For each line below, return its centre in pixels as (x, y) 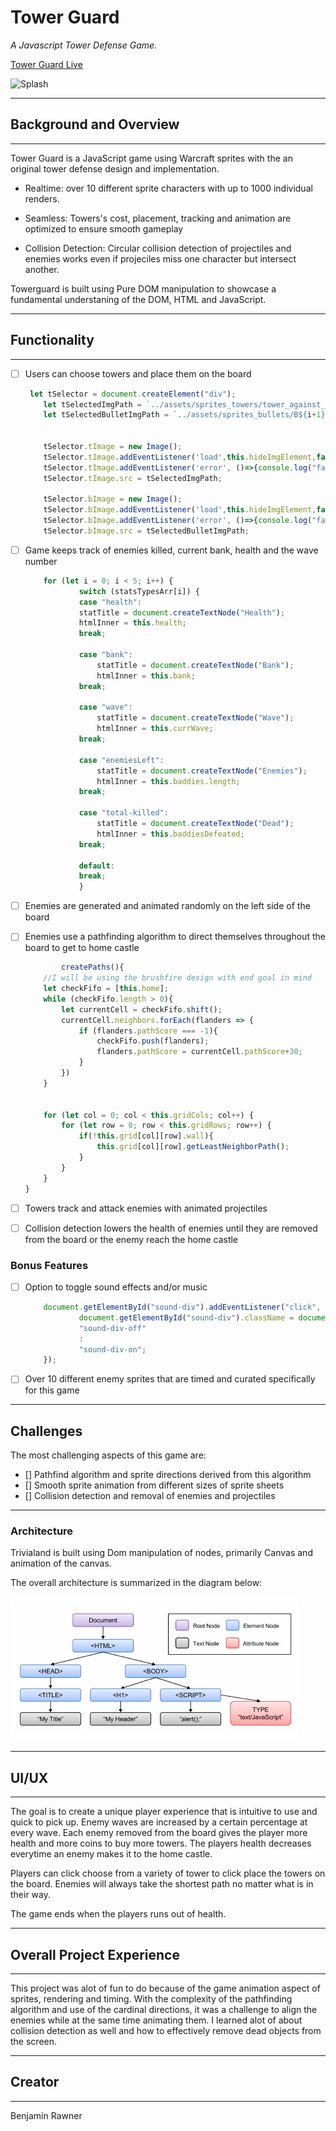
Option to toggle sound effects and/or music (116, 1287)
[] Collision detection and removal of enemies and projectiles (150, 1496)
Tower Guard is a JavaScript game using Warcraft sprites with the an (151, 158)
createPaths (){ (93, 967)
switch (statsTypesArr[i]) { (139, 591)
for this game (52, 1390)
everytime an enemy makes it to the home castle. (111, 1854)
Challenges (46, 1431)
